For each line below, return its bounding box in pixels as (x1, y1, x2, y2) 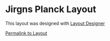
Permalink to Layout (5, 30, 48, 36)
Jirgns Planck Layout (5, 4, 96, 15)
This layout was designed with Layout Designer (5, 20, 105, 26)
